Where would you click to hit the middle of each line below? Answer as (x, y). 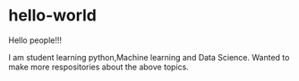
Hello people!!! (35, 40)
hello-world (53, 16)
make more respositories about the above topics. (98, 67)
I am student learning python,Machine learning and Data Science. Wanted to (149, 57)
